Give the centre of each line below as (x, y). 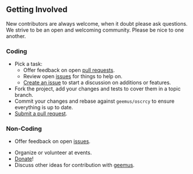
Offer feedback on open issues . (52, 141)
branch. (24, 95)
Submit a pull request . (41, 114)
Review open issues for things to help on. (73, 76)
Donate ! (24, 159)
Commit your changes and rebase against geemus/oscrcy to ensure (94, 101)
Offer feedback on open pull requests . (69, 70)
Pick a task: (28, 64)
